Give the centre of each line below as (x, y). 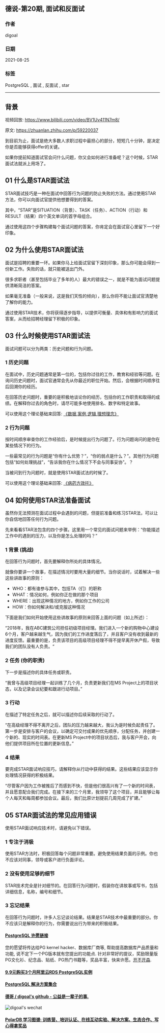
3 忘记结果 (17, 905)
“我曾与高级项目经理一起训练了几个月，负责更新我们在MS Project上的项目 (80, 682)
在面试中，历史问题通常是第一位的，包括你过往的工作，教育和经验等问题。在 (82, 374)
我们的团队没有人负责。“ (30, 646)
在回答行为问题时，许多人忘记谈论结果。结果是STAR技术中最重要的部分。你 (82, 917)
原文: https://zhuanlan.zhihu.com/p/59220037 (52, 130)
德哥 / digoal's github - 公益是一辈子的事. (47, 996)
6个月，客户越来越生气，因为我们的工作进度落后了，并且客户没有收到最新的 (82, 634)
